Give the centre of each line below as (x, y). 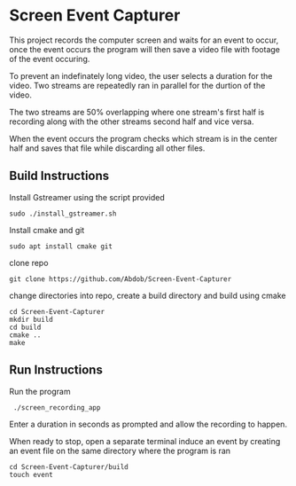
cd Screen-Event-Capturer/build (69, 466)
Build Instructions (59, 176)
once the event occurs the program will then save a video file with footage (145, 49)
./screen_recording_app (57, 408)
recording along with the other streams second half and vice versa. (132, 121)
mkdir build (31, 319)
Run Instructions (56, 370)
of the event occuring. (50, 59)
